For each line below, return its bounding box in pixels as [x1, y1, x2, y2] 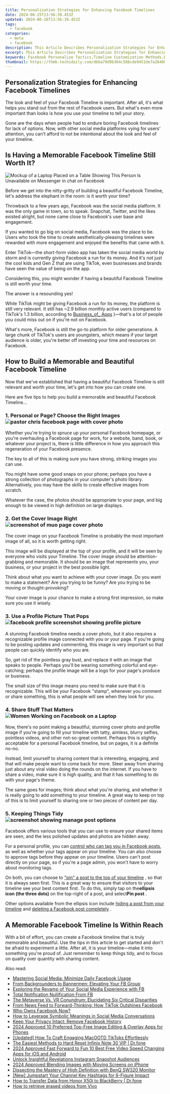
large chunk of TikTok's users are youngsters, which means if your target [5, 332, 158, 338]
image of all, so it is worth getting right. [5, 538, 87, 544]
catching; [5, 667, 25, 674]
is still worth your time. [5, 280, 53, 287]
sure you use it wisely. [5, 600, 52, 606]
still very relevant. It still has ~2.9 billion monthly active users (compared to [5, 305, 161, 312]
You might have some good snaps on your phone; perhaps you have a [5, 471, 152, 477]
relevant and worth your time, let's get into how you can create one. [5, 384, 147, 390]
